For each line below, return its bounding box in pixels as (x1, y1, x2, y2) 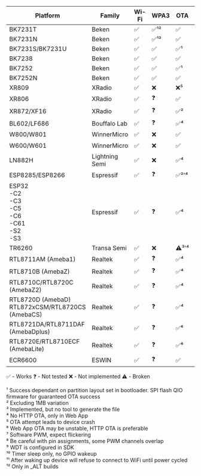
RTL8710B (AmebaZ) (9, 267, 70, 276)
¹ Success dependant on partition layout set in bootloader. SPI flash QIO (6, 387, 183, 393)
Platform (35, 11, 60, 20)
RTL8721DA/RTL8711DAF (9, 320, 85, 328)
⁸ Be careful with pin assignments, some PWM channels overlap (6, 438, 164, 444)
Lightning (92, 152, 118, 160)
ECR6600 (9, 356, 37, 364)
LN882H (9, 156, 34, 164)
